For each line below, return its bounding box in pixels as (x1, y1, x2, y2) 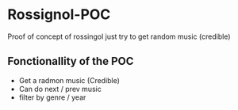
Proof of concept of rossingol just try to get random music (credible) (7, 32, 231, 41)
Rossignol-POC (7, 6, 111, 24)
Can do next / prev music (18, 84, 102, 93)
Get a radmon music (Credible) (18, 75, 121, 85)
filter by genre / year (18, 93, 86, 102)
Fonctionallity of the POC (7, 55, 134, 68)
